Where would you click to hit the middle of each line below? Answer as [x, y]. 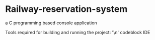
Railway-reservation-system [66, 9]
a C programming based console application [51, 23]
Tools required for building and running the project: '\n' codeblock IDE [78, 32]
